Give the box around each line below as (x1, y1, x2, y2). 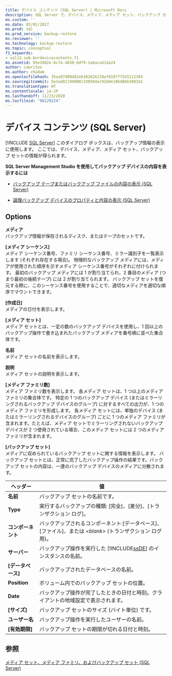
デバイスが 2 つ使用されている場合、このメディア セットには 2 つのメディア (5, 427, 164, 432)
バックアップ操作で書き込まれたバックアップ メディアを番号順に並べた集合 (5, 330, 163, 336)
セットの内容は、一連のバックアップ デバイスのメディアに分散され (19, 463, 160, 469)
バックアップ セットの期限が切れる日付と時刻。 (39, 626, 154, 632)
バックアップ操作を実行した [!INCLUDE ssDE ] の (39, 545, 155, 552)
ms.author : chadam (5, 70, 45, 75)
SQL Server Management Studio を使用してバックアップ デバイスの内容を (5, 164, 162, 170)
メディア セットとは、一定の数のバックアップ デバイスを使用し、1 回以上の (5, 324, 163, 329)
